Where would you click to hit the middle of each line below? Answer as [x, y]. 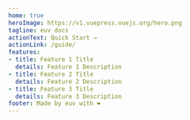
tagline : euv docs [38, 30]
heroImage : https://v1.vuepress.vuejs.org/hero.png [95, 23]
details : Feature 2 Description [69, 81]
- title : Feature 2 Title [51, 74]
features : [25, 52]
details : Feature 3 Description [69, 96]
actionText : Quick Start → [53, 37]
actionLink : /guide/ [42, 45]
